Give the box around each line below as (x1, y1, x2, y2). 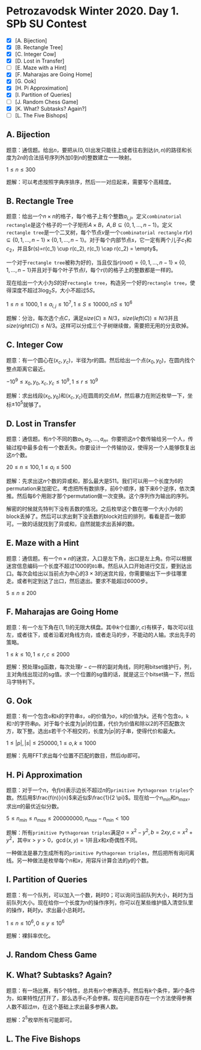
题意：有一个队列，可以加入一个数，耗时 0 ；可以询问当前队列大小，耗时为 (6, 891, 188, 898)
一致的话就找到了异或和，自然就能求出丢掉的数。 (16, 520, 138, 527)
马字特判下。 (6, 678, 38, 685)
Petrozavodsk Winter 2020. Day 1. (6, 4, 179, 18)
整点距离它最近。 (6, 365, 49, 372)
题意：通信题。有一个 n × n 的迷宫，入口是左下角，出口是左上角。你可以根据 (6, 555, 192, 562)
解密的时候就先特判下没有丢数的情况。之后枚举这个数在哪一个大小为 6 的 (6, 505, 183, 512)
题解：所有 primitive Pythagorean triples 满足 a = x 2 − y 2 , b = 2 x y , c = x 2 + (6, 827, 193, 836)
